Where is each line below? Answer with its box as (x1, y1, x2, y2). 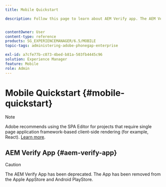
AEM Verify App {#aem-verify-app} (5, 148, 117, 157)
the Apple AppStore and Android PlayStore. (5, 177, 93, 183)
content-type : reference (5, 34, 56, 39)
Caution (5, 162, 21, 168)
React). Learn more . (5, 134, 46, 140)
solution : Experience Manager (5, 57, 68, 62)
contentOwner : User (5, 29, 45, 35)
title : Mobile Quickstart (5, 7, 58, 12)
